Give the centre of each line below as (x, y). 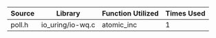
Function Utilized (131, 13)
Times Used (185, 13)
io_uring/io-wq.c (68, 25)
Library (68, 13)
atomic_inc (120, 25)
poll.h (20, 25)
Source (23, 13)
